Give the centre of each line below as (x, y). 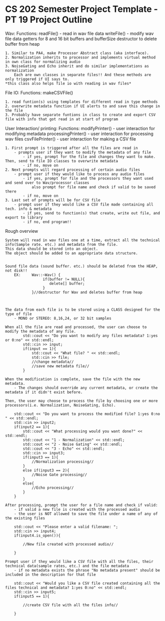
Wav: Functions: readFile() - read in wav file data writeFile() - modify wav (80, 33)
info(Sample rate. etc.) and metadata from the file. (62, 244)
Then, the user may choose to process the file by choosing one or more (82, 401)
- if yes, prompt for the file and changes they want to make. (89, 157)
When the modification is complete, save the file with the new (73, 379)
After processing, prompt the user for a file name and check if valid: (82, 505)
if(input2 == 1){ (32, 427)
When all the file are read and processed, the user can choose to (76, 327)
